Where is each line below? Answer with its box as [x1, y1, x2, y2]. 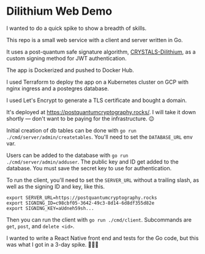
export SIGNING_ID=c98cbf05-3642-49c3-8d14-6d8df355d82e [6, 200, 155, 206]
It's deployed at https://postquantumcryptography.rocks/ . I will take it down [6, 108, 196, 115]
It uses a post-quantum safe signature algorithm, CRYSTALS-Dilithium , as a [6, 48, 196, 56]
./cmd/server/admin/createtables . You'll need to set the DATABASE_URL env [6, 133, 193, 140]
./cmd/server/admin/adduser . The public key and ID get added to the [6, 158, 179, 165]
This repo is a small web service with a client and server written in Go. [6, 36, 184, 43]
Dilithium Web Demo [6, 4, 113, 18]
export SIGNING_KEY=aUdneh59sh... [6, 205, 95, 211]
